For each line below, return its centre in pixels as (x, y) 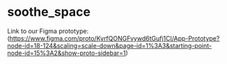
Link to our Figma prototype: (48, 31)
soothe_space (49, 12)
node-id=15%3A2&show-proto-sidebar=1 (66, 53)
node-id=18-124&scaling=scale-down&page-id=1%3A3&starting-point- (110, 45)
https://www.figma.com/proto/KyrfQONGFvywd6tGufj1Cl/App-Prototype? (115, 38)
